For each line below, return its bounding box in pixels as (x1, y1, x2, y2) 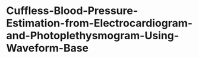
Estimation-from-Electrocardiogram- (6, 16, 193, 30)
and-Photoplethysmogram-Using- (6, 29, 180, 42)
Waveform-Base (6, 42, 89, 55)
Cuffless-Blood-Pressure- (6, 4, 139, 18)
